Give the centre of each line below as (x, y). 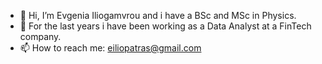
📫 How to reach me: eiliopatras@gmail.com (110, 48)
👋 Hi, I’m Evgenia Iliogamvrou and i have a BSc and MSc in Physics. (158, 15)
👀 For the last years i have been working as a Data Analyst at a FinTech (165, 26)
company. (40, 36)
